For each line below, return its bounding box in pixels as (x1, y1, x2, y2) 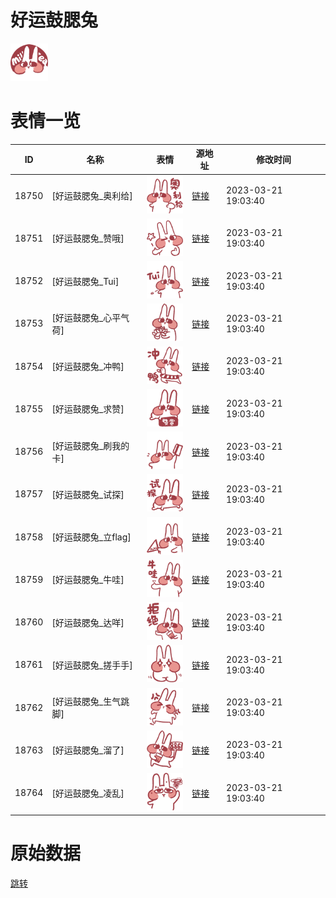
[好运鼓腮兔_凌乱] (51, 787, 125, 799)
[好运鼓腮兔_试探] (51, 488, 125, 500)
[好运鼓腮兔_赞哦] (51, 232, 125, 245)
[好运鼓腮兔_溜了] (51, 744, 125, 756)
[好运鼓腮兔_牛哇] (51, 574, 125, 586)
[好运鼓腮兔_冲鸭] (51, 361, 125, 373)
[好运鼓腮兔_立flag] (51, 531, 132, 543)
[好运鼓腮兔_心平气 (51, 311, 130, 323)
